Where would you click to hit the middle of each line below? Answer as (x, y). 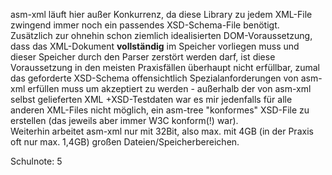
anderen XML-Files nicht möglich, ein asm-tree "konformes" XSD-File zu (160, 110)
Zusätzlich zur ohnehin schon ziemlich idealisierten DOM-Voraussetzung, (161, 35)
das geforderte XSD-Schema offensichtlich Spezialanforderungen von (154, 78)
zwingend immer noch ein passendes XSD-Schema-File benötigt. (145, 25)
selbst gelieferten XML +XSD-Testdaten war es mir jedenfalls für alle (151, 99)
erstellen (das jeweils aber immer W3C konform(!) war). (124, 120)
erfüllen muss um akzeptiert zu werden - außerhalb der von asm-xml (169, 88)
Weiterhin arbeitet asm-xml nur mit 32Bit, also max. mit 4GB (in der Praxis (162, 131)
